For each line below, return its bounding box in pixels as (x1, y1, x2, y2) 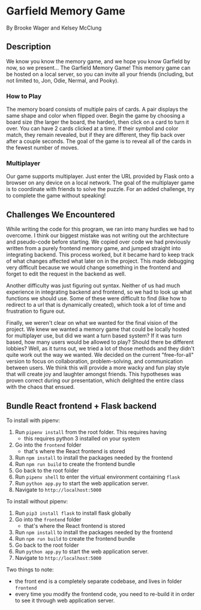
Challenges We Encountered (6, 209, 115, 219)
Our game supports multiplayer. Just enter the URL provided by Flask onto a (6, 173, 194, 180)
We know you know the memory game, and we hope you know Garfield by (6, 57, 191, 64)
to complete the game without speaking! (6, 192, 106, 200)
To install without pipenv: (6, 497, 68, 505)
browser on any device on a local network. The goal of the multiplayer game (6, 179, 195, 186)
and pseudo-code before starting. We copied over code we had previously (6, 238, 191, 245)
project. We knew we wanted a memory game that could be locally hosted (6, 325, 190, 333)
